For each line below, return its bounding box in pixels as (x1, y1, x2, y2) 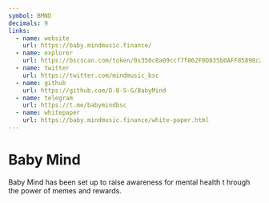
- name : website (15, 34, 70, 43)
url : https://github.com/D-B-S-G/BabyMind (22, 86, 167, 95)
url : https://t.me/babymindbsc (22, 101, 127, 109)
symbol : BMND (8, 11, 52, 20)
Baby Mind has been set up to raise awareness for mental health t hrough (8, 177, 251, 187)
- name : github (15, 79, 66, 87)
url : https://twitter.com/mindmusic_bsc (22, 71, 159, 79)
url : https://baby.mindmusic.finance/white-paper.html (22, 116, 210, 124)
